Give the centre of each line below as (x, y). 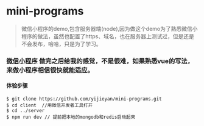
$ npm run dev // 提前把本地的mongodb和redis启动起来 (71, 117)
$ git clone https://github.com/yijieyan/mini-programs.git (84, 99)
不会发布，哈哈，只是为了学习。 (61, 44)
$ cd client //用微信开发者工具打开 (50, 105)
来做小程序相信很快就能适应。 (50, 70)
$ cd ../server (26, 111)
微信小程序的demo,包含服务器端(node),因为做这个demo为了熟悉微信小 (109, 28)
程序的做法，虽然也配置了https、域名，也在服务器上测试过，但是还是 (108, 36)
